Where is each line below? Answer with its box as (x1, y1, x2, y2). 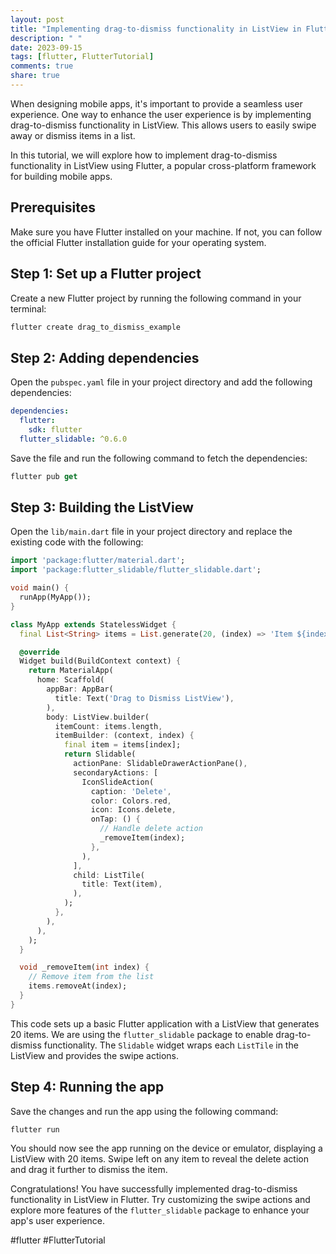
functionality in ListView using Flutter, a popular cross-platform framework (10, 159, 317, 171)
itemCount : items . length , (54, 721, 163, 731)
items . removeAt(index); (28, 981, 128, 991)
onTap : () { (90, 814, 141, 825)
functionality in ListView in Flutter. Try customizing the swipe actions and (10, 1194, 311, 1206)
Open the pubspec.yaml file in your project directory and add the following (10, 376, 313, 388)
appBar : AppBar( (46, 684, 114, 694)
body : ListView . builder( (46, 712, 150, 722)
